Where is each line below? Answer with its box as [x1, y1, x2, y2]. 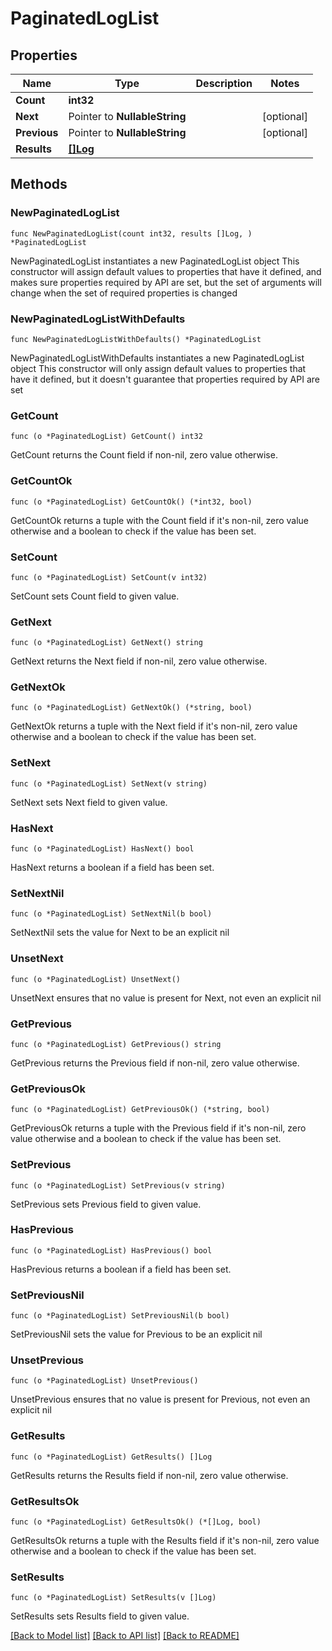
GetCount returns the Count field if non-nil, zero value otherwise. [10, 449, 278, 461]
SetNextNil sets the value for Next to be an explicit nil [10, 927, 230, 939]
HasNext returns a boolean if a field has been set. [10, 862, 215, 874]
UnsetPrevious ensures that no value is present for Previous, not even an [10, 1393, 311, 1406]
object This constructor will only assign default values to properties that [10, 362, 307, 374]
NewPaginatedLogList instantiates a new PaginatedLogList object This [10, 255, 300, 267]
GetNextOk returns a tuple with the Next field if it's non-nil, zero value [10, 720, 298, 732]
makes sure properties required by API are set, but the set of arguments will [10, 276, 322, 288]
